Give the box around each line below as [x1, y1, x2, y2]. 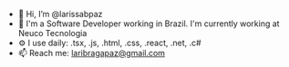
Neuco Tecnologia [17, 28, 88, 38]
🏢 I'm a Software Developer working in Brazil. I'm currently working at [17, 18, 280, 29]
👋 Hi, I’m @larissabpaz [17, 9, 103, 19]
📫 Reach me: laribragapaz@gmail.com [17, 48, 166, 58]
